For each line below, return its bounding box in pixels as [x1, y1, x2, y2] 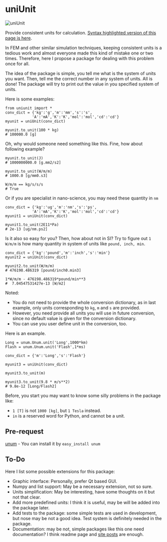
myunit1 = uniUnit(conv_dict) [5, 213, 68, 218]
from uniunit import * [5, 105, 52, 110]
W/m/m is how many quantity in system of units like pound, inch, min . [5, 240, 146, 246]
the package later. [12, 504, 50, 510]
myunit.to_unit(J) [5, 155, 43, 160]
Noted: [5, 289, 19, 295]
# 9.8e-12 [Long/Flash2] [5, 383, 57, 388]
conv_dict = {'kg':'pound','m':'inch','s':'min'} [5, 250, 111, 255]
